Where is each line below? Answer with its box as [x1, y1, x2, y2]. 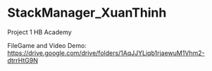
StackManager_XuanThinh [7, 5, 167, 21]
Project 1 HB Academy [7, 28, 72, 36]
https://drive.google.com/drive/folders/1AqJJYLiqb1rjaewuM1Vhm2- [7, 49, 206, 57]
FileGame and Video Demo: [7, 41, 87, 49]
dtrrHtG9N [7, 56, 39, 64]
